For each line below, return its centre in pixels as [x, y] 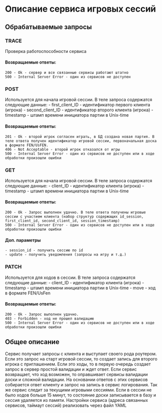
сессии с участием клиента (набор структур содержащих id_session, [74, 217]
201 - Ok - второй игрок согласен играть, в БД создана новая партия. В [80, 137]
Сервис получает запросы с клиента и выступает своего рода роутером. [81, 354]
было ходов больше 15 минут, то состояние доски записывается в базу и [81, 395]
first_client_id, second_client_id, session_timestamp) [62, 221]
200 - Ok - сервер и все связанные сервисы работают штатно [67, 73]
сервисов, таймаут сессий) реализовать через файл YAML [66, 405]
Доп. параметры [23, 240]
